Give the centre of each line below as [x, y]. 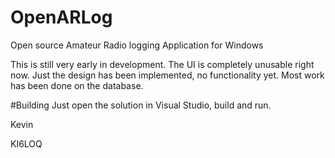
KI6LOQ [26, 143]
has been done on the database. [77, 85]
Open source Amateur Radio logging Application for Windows [137, 45]
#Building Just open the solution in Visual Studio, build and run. [141, 105]
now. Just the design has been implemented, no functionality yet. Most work [167, 75]
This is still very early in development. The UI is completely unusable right [162, 64]
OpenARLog [61, 17]
